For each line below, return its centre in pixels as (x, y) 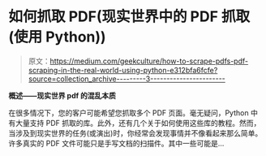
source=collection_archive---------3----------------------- (127, 79)
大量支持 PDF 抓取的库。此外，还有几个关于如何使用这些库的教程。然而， (138, 123)
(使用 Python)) (58, 37)
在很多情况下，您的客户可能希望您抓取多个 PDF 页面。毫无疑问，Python (129, 113)
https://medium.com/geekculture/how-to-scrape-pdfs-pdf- (149, 61)
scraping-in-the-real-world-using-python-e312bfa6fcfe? (123, 70)
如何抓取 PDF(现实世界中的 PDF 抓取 (129, 17)
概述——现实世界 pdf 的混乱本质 (62, 95)
